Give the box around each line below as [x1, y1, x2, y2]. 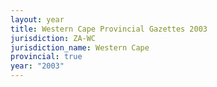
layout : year [10, 14, 65, 25]
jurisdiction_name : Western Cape [10, 42, 150, 53]
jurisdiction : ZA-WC [10, 33, 97, 43]
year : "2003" [10, 61, 65, 71]
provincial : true [10, 52, 83, 62]
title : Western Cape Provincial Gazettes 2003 [10, 24, 208, 34]
